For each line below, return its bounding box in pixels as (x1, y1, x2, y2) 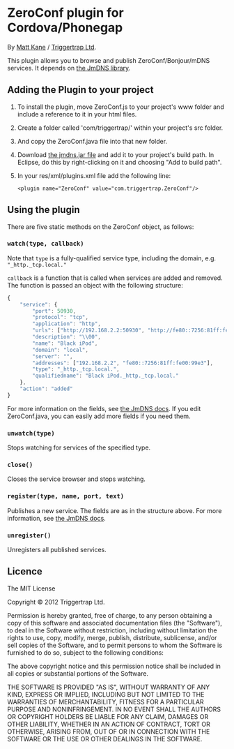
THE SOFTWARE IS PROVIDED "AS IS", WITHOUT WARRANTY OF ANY (7, 683, 210, 691)
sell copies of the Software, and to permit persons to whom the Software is (7, 641, 223, 649)
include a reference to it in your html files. (17, 110, 137, 118)
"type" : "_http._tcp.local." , (32, 366, 120, 373)
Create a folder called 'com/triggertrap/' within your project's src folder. (17, 124, 224, 132)
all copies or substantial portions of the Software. (7, 669, 148, 678)
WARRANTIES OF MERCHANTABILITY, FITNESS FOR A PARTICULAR (7, 697, 204, 706)
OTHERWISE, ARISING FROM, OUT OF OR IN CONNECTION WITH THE (7, 727, 210, 736)
